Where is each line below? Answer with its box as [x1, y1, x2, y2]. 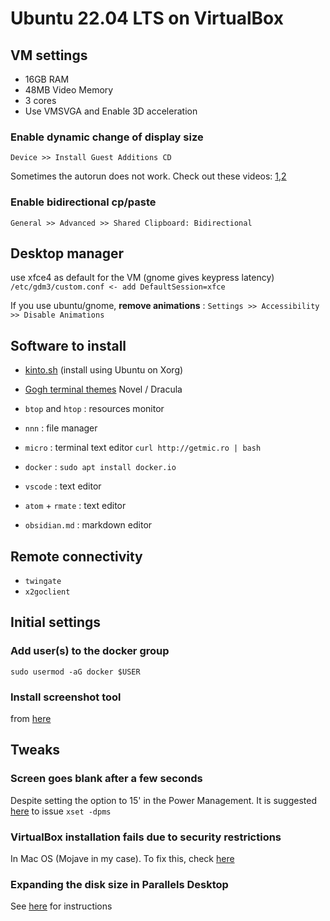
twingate [24, 577, 62, 587]
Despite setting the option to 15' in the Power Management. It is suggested [10, 794, 318, 806]
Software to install [10, 337, 127, 354]
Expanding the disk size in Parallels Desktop [10, 877, 229, 891]
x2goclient [24, 587, 71, 597]
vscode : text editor [24, 480, 102, 492]
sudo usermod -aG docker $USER [10, 667, 141, 677]
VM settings [10, 47, 88, 64]
